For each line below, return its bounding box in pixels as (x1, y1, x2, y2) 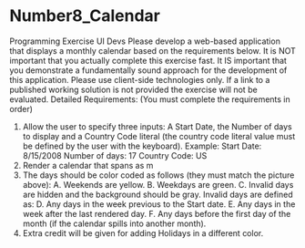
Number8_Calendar (9, 5, 161, 26)
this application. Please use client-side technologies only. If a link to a (9, 74, 270, 85)
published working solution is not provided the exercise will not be (9, 84, 258, 95)
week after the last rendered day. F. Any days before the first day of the (22, 208, 291, 219)
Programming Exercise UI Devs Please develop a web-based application (9, 36, 280, 46)
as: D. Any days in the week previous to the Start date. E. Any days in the (22, 198, 296, 210)
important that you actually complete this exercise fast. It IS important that (9, 55, 287, 66)
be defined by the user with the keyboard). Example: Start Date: (22, 140, 262, 151)
